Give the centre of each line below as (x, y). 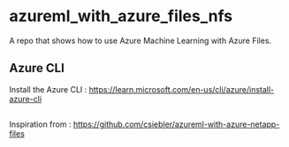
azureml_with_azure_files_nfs (121, 16)
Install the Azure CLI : (48, 89)
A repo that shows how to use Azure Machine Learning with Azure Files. (141, 40)
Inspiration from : (40, 124)
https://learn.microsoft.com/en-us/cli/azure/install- (182, 89)
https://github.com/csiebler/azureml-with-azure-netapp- (176, 124)
